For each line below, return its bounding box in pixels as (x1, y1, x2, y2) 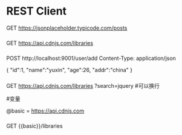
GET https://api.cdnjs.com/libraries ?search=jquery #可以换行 (6, 82, 160, 89)
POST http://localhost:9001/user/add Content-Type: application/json (6, 54, 177, 62)
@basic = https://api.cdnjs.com (6, 107, 85, 114)
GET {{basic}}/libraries (6, 122, 63, 130)
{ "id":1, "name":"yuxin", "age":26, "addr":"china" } (6, 66, 133, 73)
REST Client (6, 4, 67, 18)
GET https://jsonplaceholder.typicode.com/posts (6, 24, 128, 31)
